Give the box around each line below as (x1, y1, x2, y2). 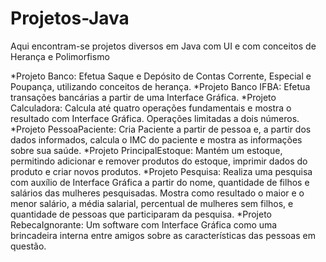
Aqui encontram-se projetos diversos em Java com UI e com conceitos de (10, 40, 317, 52)
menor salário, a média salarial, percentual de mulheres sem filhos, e (10, 197, 294, 209)
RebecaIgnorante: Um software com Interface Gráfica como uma (10, 218, 278, 231)
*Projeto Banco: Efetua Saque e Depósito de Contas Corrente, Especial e (10, 70, 312, 82)
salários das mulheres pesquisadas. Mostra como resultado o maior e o (10, 187, 305, 199)
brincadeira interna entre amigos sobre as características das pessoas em (10, 229, 316, 241)
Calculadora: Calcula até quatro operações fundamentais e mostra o (10, 102, 292, 114)
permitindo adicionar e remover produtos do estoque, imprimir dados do (10, 155, 308, 167)
